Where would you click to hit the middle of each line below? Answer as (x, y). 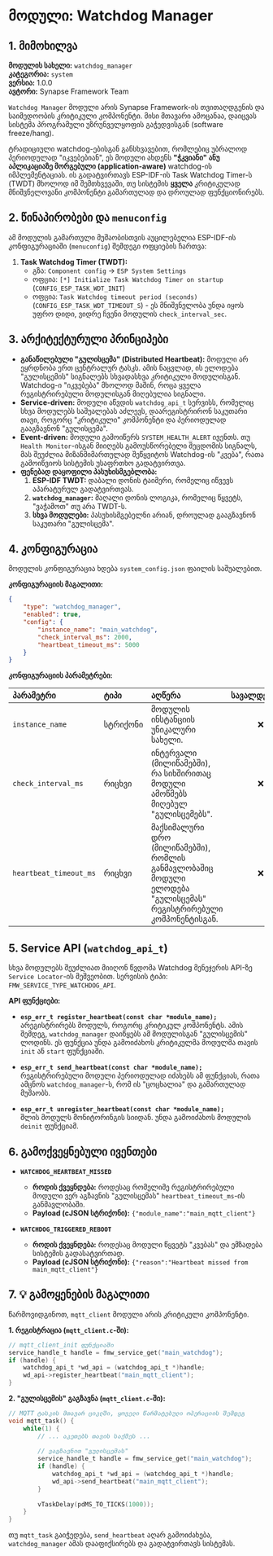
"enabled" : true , (52, 615)
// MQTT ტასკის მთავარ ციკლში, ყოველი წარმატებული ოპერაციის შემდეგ (127, 1413)
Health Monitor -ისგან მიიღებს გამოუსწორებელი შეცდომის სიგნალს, (139, 446)
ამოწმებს (169, 794)
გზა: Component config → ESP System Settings (109, 270)
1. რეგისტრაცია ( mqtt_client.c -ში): (69, 1330)
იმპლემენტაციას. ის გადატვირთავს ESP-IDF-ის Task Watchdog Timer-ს (130, 175)
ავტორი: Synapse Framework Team (69, 91)
